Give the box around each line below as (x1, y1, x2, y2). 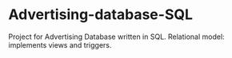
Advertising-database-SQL (8, 6, 194, 24)
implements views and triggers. (8, 40, 112, 49)
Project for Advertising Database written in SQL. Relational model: (8, 32, 226, 41)
